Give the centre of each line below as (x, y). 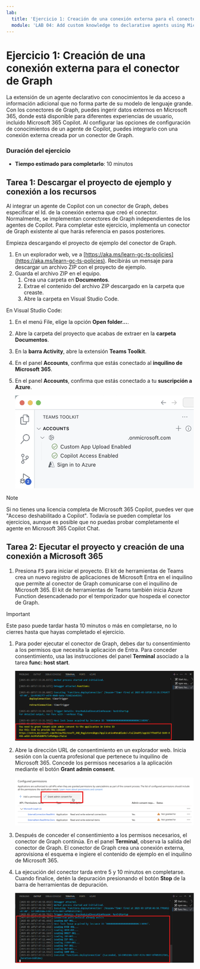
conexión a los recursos (51, 192)
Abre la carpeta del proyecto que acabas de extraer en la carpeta (95, 333)
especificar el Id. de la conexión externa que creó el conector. (82, 212)
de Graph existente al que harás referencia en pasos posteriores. (86, 231)
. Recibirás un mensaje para (139, 261)
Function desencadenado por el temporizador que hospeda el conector (102, 596)
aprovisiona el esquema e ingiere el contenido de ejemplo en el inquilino (103, 854)
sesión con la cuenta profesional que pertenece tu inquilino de (91, 757)
